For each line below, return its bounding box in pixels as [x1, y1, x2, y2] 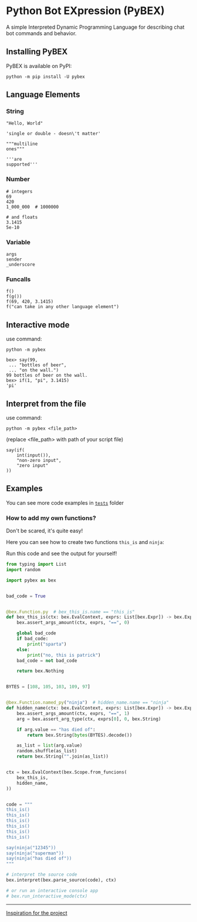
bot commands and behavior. [6, 29, 77, 36]
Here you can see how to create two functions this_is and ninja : [6, 539, 164, 546]
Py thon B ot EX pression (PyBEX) [6, 4, 165, 18]
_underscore [6, 262, 35, 268]
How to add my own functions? [6, 514, 97, 522]
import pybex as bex [6, 577, 57, 583]
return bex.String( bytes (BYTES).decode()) [27, 732, 133, 738]
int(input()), [16, 452, 51, 458]
